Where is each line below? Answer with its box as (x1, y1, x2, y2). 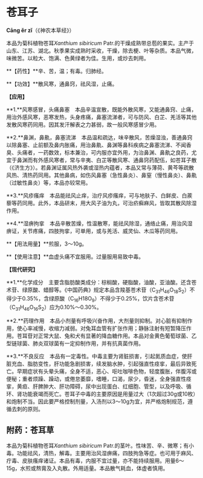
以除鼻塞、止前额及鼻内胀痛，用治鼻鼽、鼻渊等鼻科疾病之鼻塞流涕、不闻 (6, 141, 186, 148)
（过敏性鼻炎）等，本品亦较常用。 (6, 179, 91, 186)
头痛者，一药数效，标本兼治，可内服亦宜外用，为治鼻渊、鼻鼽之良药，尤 (16, 148, 197, 156)
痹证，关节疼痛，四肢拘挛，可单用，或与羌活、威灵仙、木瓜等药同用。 (6, 227, 181, 234)
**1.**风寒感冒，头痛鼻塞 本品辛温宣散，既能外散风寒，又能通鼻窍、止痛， (6, 106, 197, 113)
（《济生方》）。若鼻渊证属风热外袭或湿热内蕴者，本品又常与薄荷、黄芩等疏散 (6, 164, 195, 171)
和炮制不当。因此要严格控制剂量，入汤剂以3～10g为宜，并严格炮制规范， (6, 398, 188, 405)
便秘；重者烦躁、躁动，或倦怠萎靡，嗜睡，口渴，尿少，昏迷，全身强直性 (6, 375, 186, 383)
